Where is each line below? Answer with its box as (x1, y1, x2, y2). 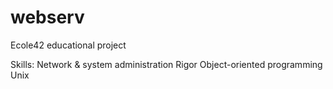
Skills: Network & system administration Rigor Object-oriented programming (10, 58, 323, 70)
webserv (10, 6, 85, 29)
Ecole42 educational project (10, 39, 127, 51)
